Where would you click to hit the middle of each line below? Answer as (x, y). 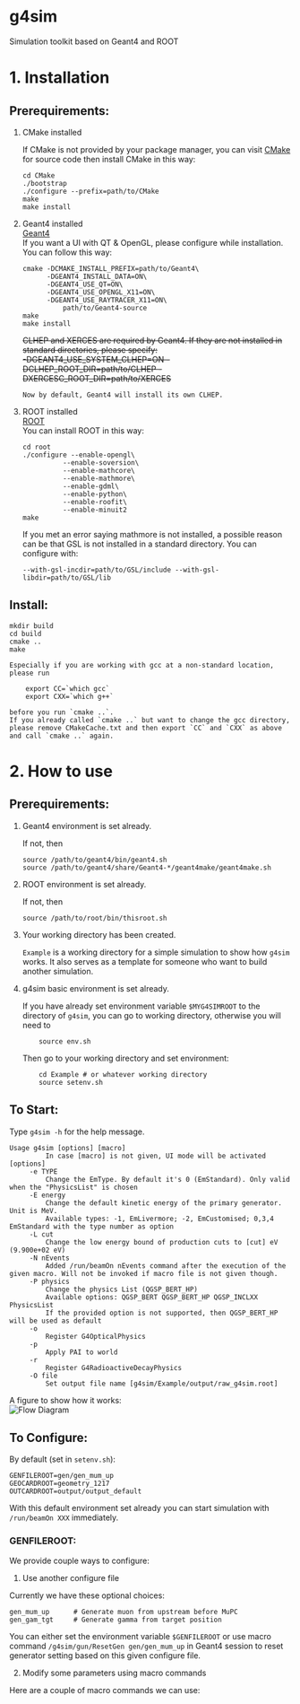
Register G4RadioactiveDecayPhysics (113, 1368)
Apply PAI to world (81, 1352)
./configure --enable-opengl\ (79, 455)
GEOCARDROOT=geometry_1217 (60, 1484)
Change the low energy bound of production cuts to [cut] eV (162, 1242)
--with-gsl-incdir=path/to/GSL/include (97, 570)
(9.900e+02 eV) (38, 1250)
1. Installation (60, 78)
